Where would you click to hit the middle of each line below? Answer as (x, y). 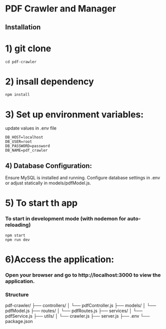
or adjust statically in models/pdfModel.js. (48, 183)
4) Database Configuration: (49, 166)
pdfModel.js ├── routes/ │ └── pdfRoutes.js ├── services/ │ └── (74, 311)
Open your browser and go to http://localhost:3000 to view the (83, 275)
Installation (23, 27)
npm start (15, 235)
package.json (19, 322)
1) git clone (28, 48)
